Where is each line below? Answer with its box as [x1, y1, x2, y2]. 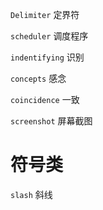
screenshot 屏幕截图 [10, 115, 93, 127]
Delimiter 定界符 [10, 9, 80, 20]
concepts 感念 [10, 73, 67, 84]
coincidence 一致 [10, 94, 80, 105]
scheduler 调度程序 [10, 30, 89, 42]
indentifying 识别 [10, 51, 85, 63]
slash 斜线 [10, 188, 53, 200]
